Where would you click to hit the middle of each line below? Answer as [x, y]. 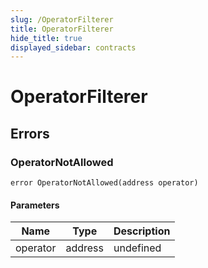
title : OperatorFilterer [62, 29]
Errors [30, 133]
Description [142, 231]
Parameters [35, 205]
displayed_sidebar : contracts [73, 47]
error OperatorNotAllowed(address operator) [104, 183]
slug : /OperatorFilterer [62, 19]
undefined [137, 248]
